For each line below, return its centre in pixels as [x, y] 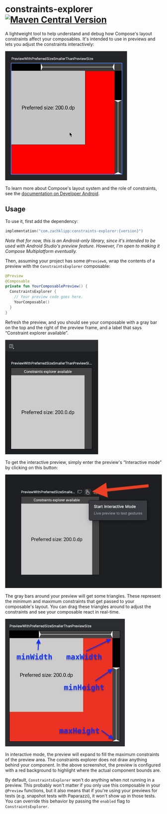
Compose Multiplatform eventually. [41, 251]
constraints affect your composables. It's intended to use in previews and [80, 39]
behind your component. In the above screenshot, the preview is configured [83, 765]
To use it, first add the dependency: [42, 221]
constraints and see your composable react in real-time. [63, 612]
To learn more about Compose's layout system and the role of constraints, [81, 188]
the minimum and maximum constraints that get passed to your [70, 602]
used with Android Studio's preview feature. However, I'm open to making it [83, 246]
